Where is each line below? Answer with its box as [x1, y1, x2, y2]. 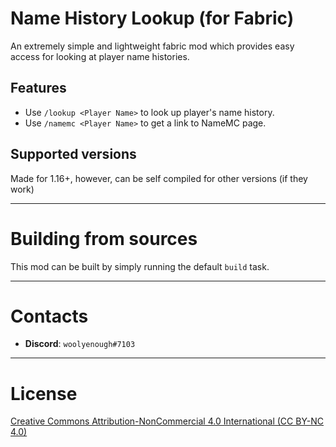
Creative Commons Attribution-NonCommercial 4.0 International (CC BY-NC [10, 415, 325, 427]
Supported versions [10, 146, 137, 163]
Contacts [10, 305, 89, 327]
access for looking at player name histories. [10, 50, 190, 62]
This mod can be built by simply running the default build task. [10, 260, 270, 272]
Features [10, 80, 67, 97]
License [10, 382, 78, 405]
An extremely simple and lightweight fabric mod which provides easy [10, 40, 295, 52]
